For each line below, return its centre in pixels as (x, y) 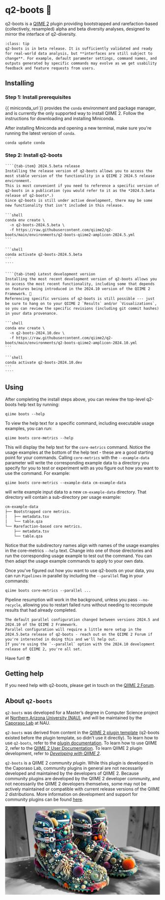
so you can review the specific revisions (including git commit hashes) (82, 308)
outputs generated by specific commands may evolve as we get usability (81, 63)
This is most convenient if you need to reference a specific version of (82, 186)
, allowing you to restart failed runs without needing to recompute (87, 605)
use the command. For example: (38, 473)
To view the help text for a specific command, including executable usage (80, 423)
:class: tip (17, 44)
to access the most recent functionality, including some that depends (80, 284)
